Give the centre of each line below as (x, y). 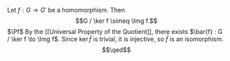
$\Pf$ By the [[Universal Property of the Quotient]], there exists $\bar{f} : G (115, 32)
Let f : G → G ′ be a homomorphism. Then (66, 10)
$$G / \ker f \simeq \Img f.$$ (116, 21)
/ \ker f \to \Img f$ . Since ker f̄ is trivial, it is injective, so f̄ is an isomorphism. (115, 39)
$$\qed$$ (116, 50)
